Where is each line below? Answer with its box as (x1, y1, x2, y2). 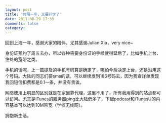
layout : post (5, 7, 32, 12)
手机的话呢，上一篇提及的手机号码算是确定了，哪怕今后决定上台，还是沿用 (5, 67, 157, 73)
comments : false (5, 21, 39, 26)
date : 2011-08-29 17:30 (5, 16, 54, 21)
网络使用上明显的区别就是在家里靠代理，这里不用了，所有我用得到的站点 (5, 90, 152, 96)
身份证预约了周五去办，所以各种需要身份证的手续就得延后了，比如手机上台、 (5, 50, 161, 56)
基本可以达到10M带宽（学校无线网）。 (9, 102, 85, 108)
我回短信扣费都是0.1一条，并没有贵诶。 (5, 80, 84, 85)
